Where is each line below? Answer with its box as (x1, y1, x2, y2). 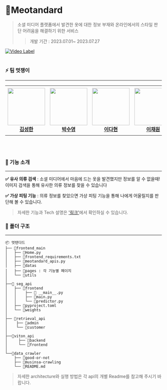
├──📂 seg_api (5, 281, 32, 286)
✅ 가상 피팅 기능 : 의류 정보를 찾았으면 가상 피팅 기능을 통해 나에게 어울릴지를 (5, 192, 154, 198)
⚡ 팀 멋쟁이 (5, 67, 30, 74)
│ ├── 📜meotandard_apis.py (5, 258, 66, 264)
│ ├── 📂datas (5, 263, 37, 268)
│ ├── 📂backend (5, 338, 46, 343)
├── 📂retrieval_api (5, 316, 46, 321)
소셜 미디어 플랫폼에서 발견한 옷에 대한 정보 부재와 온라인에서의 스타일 (17, 21, 153, 27)
